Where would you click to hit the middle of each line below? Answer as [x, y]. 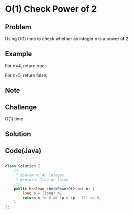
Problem [18, 27]
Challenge [21, 107]
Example [19, 54]
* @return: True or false [42, 180]
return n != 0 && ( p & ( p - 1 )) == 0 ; [62, 198]
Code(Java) [23, 150]
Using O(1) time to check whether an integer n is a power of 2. [67, 39]
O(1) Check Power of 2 [51, 9]
